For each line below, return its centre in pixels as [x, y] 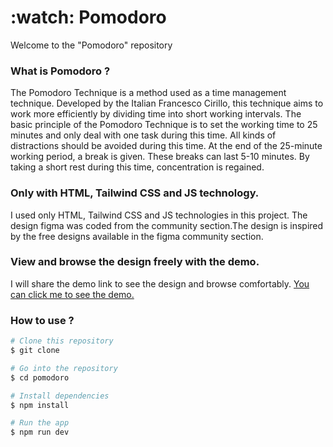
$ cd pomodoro [40, 377]
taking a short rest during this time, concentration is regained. [137, 167]
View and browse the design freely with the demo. [135, 262]
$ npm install [40, 405]
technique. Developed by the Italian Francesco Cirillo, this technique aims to [167, 103]
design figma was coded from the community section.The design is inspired [167, 225]
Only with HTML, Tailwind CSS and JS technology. [135, 193]
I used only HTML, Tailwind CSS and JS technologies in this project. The [159, 215]
